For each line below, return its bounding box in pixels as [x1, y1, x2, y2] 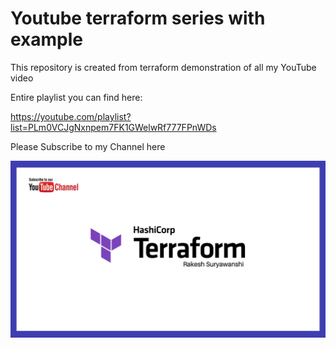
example [10, 28, 84, 51]
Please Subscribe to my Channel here [10, 140, 166, 152]
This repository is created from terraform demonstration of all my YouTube [10, 61, 317, 73]
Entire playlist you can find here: [10, 91, 143, 103]
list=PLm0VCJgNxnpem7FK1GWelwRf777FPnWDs [10, 121, 217, 133]
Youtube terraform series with [10, 7, 266, 30]
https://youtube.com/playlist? [10, 110, 132, 122]
